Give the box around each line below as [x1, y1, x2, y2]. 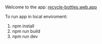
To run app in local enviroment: [5, 14, 67, 19]
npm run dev [12, 34, 38, 39]
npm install [12, 23, 35, 29]
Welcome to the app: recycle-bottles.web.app [5, 4, 97, 10]
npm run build [12, 28, 41, 34]
